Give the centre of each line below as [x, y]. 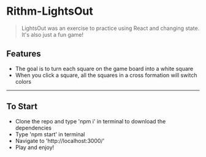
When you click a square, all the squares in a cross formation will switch [106, 75]
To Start [22, 107]
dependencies [33, 128]
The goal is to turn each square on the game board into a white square [104, 68]
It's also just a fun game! [52, 34]
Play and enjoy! [35, 147]
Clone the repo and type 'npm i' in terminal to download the [90, 121]
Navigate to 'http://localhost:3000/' [60, 141]
